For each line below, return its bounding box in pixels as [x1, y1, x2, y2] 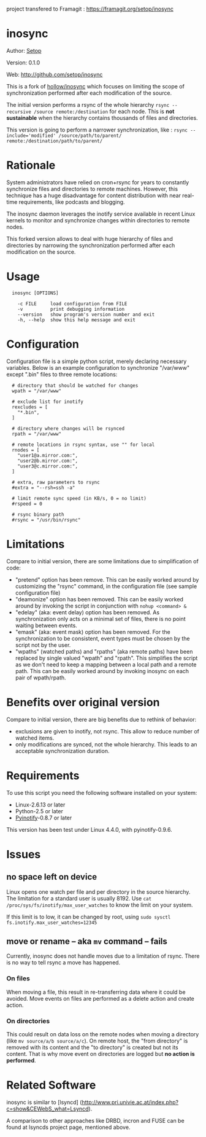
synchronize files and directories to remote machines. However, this [6, 185, 178, 192]
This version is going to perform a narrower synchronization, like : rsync [6, 126, 188, 133]
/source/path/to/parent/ [58, 132, 122, 139]
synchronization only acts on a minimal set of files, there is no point [15, 615, 186, 622]
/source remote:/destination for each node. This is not [33, 107, 175, 115]
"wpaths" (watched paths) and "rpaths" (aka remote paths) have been [15, 647, 193, 655]
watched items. [15, 734, 55, 741]
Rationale [6, 158, 56, 173]
